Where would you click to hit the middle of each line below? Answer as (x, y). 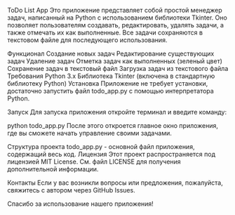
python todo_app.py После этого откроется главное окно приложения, (113, 125)
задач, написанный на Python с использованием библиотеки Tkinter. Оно (117, 18)
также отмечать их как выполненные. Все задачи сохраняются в (105, 32)
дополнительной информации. (53, 169)
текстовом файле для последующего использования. (87, 40)
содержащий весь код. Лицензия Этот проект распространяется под (112, 154)
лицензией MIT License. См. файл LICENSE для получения (94, 162)
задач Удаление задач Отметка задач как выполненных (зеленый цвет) (115, 61)
